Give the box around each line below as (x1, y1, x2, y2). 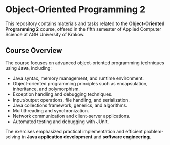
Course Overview (5, 46, 62, 55)
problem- (144, 128, 164, 134)
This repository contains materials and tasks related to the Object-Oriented (5, 20, 165, 27)
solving (5, 134, 21, 140)
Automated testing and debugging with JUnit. (12, 118, 109, 125)
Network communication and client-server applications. (12, 113, 131, 119)
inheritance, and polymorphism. (12, 86, 80, 92)
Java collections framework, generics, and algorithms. (12, 102, 128, 108)
